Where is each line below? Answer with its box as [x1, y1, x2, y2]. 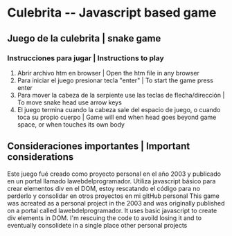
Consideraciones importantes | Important [7, 140, 190, 152]
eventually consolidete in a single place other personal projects [7, 221, 188, 229]
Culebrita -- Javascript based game [7, 5, 217, 21]
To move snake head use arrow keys [17, 98, 123, 107]
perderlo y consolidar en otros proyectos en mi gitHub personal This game [7, 192, 220, 200]
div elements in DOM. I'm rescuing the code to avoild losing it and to [7, 213, 202, 222]
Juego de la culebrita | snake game [7, 33, 161, 44]
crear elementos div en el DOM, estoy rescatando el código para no [7, 184, 201, 192]
